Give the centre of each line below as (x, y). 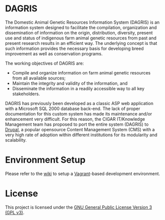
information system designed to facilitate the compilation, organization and (81, 27)
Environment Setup (45, 160)
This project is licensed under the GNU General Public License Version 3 (79, 207)
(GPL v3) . (15, 212)
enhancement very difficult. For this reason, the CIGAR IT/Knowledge (75, 119)
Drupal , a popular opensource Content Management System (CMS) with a (80, 129)
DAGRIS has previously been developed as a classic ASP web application (79, 103)
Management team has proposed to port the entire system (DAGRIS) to (77, 124)
